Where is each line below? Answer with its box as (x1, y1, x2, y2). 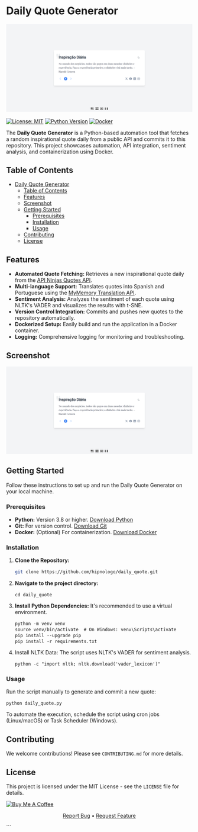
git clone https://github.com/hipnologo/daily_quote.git (14, 569, 158, 575)
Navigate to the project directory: (14, 580, 99, 587)
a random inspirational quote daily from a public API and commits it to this (6, 135, 186, 143)
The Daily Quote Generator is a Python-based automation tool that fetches (6, 129, 189, 136)
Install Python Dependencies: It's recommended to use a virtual (14, 602, 173, 609)
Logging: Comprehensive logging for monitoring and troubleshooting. (14, 333, 185, 340)
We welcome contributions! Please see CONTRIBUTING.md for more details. (6, 750, 183, 757)
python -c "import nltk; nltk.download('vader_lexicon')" (14, 661, 161, 667)
